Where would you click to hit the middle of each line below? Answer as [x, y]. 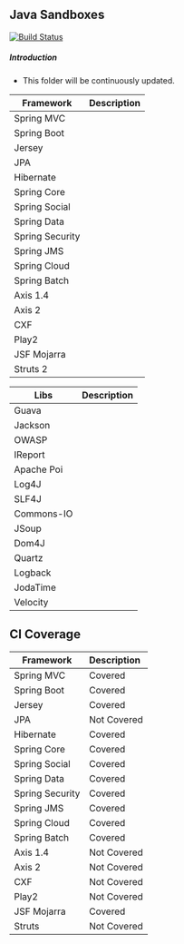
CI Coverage [45, 634]
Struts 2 [31, 369]
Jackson [32, 425]
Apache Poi [39, 469]
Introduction [33, 57]
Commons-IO [44, 514]
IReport [29, 455]
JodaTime [35, 587]
